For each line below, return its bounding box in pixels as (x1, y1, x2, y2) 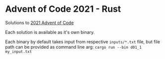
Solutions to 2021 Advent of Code (5, 20, 74, 26)
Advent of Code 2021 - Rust (5, 3, 121, 15)
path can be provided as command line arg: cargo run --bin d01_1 (5, 44, 142, 50)
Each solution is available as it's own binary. (5, 29, 95, 35)
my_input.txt (5, 49, 32, 54)
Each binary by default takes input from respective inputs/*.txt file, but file (5, 38, 160, 45)
